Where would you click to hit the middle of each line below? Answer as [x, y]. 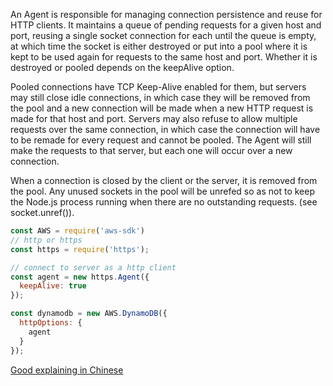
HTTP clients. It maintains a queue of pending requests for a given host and [166, 25]
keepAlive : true [53, 286]
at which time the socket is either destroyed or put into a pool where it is [159, 46]
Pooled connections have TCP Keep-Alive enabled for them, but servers [158, 87]
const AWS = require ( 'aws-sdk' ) [77, 231]
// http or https [46, 240]
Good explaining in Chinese [67, 370]
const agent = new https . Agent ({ [80, 277]
